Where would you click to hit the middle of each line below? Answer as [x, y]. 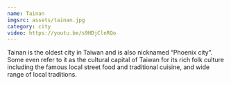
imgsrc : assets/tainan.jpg [46, 20]
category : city [29, 26]
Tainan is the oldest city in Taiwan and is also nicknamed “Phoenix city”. [110, 53]
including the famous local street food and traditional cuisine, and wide [109, 67]
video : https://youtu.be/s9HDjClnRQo [62, 33]
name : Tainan [26, 13]
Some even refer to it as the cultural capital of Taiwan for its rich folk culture [115, 60]
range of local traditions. [42, 75]
